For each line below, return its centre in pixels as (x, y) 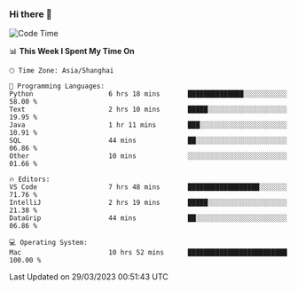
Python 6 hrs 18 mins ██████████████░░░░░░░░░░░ (148, 94)
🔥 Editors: (30, 180)
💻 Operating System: (49, 243)
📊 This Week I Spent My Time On (72, 51)
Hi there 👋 (31, 14)
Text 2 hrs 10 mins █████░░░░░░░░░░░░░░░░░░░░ (148, 110)
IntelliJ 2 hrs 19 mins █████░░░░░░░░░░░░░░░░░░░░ (148, 203)
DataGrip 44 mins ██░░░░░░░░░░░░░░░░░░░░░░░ (148, 218)
